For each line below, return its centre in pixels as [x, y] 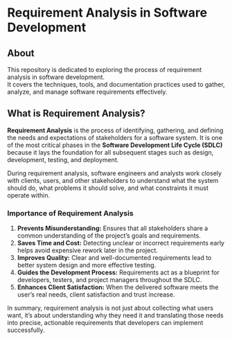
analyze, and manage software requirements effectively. [87, 92]
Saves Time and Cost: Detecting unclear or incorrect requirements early [121, 243]
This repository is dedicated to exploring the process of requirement [105, 70]
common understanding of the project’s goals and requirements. [109, 236]
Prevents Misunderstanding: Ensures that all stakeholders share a [113, 228]
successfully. [26, 330]
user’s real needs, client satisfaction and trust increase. [96, 295]
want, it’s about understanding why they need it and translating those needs [115, 315]
